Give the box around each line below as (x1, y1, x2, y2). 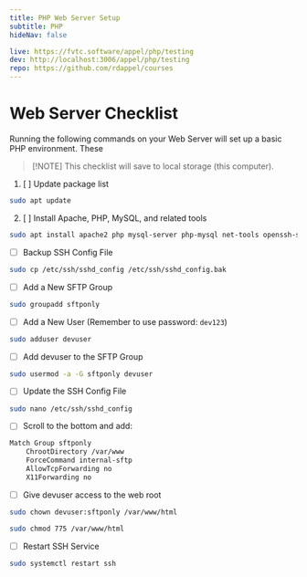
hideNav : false (9, 30, 68, 39)
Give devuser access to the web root (22, 489, 162, 500)
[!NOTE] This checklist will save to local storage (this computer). (31, 161, 274, 172)
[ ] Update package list (22, 178, 110, 189)
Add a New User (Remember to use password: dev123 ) (22, 316, 228, 327)
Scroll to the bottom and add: (22, 421, 132, 432)
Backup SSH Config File (22, 247, 113, 257)
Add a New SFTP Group (22, 281, 113, 292)
